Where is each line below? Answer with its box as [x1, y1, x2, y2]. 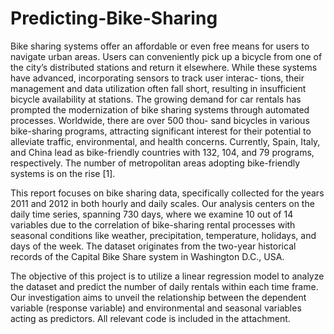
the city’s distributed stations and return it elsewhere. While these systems [10, 61, 318, 73]
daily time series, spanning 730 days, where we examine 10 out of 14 [10, 208, 294, 220]
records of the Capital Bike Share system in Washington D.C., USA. [10, 250, 285, 262]
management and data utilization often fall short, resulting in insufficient [10, 82, 307, 94]
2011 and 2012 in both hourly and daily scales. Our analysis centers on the [10, 197, 315, 209]
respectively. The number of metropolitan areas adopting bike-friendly [10, 157, 301, 169]
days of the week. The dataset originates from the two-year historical [10, 240, 297, 252]
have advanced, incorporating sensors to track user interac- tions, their [10, 72, 305, 84]
